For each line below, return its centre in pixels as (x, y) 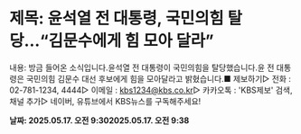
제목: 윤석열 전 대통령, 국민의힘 (117, 18)
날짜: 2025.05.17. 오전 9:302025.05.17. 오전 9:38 (99, 120)
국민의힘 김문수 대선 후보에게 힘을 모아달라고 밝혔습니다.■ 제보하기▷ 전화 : (159, 78)
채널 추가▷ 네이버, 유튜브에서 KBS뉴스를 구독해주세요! (105, 101)
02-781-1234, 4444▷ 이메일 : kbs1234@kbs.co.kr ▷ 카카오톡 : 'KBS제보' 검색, (151, 90)
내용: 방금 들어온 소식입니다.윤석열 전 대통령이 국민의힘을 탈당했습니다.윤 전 (142, 67)
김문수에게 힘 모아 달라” (131, 41)
